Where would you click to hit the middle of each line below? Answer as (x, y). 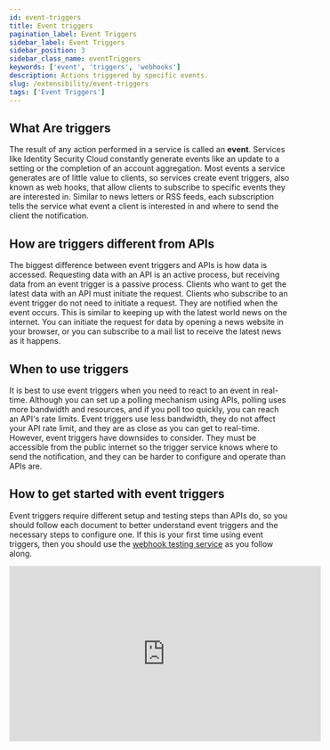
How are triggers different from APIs (112, 244)
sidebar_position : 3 (48, 51)
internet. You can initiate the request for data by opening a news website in (147, 322)
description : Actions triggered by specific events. (109, 76)
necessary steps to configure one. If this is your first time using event (137, 534)
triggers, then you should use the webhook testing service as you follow (141, 543)
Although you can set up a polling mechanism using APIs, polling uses (158, 399)
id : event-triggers (45, 17)
